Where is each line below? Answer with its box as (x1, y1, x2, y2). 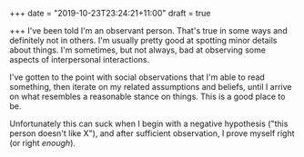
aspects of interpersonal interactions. (9, 54, 150, 64)
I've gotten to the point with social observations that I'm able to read (9, 72, 266, 83)
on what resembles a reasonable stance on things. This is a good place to (9, 91, 286, 102)
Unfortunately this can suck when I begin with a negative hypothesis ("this (9, 118, 289, 129)
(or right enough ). (9, 138, 76, 148)
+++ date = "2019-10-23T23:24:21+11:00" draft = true (9, 8, 211, 18)
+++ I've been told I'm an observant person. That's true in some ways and (9, 25, 289, 35)
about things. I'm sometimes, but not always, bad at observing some (9, 44, 267, 55)
